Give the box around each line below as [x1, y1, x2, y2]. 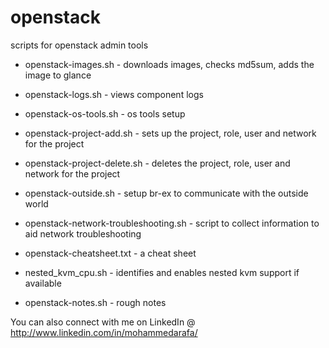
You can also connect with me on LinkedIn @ [10, 316, 196, 328]
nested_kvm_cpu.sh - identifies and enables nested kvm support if [24, 266, 300, 278]
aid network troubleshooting [24, 227, 142, 240]
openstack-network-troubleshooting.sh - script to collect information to [24, 217, 320, 229]
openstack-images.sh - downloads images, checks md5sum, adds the [24, 58, 315, 70]
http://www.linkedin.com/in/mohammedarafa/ [10, 326, 198, 338]
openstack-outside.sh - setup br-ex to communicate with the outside [24, 187, 309, 199]
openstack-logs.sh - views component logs [24, 88, 204, 100]
